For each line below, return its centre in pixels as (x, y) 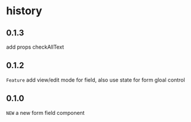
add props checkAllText (35, 47)
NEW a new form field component (45, 113)
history (24, 11)
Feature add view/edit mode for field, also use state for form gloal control (95, 80)
